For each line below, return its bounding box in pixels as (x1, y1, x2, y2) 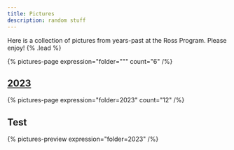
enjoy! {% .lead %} (7, 43, 62, 52)
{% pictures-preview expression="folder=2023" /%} (7, 135, 159, 144)
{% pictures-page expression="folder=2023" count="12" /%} (7, 96, 185, 104)
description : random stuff (7, 17, 86, 24)
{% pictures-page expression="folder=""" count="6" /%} (7, 57, 173, 65)
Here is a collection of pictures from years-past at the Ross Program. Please (7, 36, 227, 44)
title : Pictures (7, 10, 55, 18)
